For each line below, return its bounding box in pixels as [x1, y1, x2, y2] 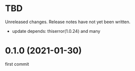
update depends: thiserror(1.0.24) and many [12, 28, 101, 34]
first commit [5, 61, 29, 67]
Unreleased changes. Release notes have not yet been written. [5, 19, 131, 25]
